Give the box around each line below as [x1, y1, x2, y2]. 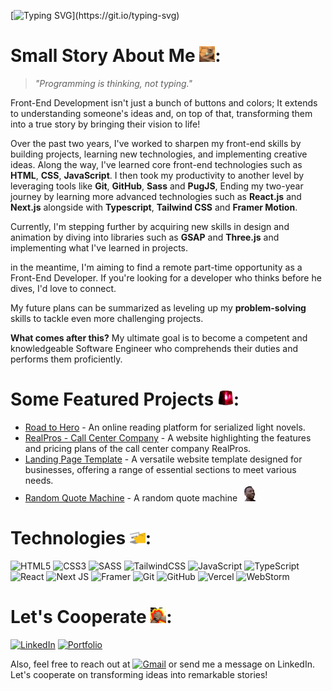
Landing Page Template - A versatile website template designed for [24, 453, 303, 465]
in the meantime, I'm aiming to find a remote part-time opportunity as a [10, 261, 303, 273]
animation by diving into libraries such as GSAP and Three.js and [10, 231, 280, 243]
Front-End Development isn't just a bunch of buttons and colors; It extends [10, 96, 318, 109]
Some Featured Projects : [10, 388, 240, 411]
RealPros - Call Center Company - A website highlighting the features [24, 431, 312, 444]
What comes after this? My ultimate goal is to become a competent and [10, 331, 308, 344]
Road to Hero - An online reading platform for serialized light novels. [24, 421, 306, 433]
